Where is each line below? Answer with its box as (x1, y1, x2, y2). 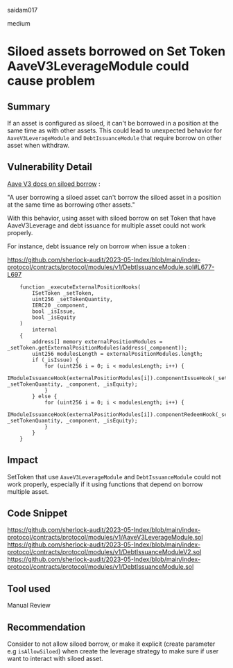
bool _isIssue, (32, 308, 76, 315)
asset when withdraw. (7, 142, 70, 149)
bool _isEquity (32, 314, 76, 321)
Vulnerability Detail (7, 161, 92, 173)
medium (7, 19, 31, 27)
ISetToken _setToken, (32, 289, 95, 297)
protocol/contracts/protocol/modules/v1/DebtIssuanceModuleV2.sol (7, 548, 202, 556)
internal (32, 326, 58, 333)
